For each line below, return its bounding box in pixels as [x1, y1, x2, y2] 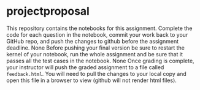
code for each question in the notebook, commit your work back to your [6, 31, 188, 38]
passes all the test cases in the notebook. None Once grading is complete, [6, 57, 194, 64]
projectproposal [6, 4, 90, 18]
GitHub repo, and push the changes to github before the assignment [6, 37, 179, 45]
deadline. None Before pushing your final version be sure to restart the [6, 44, 185, 51]
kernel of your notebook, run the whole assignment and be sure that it [6, 50, 183, 58]
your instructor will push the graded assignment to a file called [6, 63, 164, 71]
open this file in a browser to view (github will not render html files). [6, 77, 177, 84]
